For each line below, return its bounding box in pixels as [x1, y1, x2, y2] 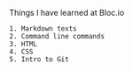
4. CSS [9, 47, 34, 56]
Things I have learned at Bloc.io [9, 8, 125, 18]
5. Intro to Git [9, 55, 69, 64]
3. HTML [9, 39, 38, 48]
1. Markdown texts [9, 25, 77, 33]
